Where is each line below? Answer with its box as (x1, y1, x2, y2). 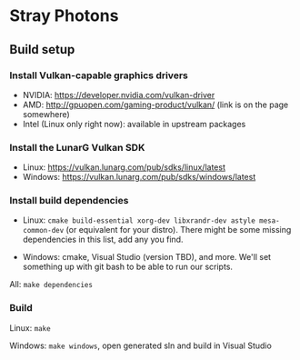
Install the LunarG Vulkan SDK (9, 141, 145, 154)
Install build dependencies (9, 195, 129, 207)
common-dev (22, 226, 65, 235)
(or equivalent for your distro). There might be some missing (65, 225, 292, 235)
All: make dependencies (9, 279, 94, 290)
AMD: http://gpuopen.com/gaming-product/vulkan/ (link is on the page (22, 99, 289, 110)
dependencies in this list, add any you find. (22, 234, 184, 245)
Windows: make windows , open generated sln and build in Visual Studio (9, 340, 273, 351)
